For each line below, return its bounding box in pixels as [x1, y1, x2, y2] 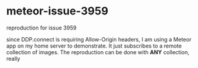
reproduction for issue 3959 [6, 24, 77, 31]
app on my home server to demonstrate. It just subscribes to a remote [6, 42, 182, 49]
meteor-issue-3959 [6, 4, 108, 18]
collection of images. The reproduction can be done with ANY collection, [6, 48, 190, 55]
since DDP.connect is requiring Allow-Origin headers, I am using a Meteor [6, 36, 192, 43]
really [6, 55, 20, 62]
